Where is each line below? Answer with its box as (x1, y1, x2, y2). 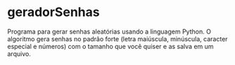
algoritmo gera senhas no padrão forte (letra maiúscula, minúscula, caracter (7, 34, 228, 43)
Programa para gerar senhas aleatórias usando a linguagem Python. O (7, 27, 211, 36)
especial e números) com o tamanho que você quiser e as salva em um (7, 42, 214, 50)
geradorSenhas (7, 4, 100, 20)
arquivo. (7, 50, 32, 58)
